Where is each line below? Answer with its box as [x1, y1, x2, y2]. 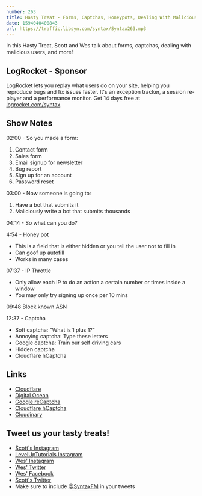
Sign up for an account [14, 171, 72, 179]
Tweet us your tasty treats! [6, 428, 110, 439]
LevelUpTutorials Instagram [14, 450, 83, 458]
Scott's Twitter [14, 476, 52, 483]
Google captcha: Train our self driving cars [14, 339, 121, 346]
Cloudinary [14, 411, 43, 418]
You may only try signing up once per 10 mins [14, 291, 128, 298]
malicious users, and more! [6, 49, 73, 56]
